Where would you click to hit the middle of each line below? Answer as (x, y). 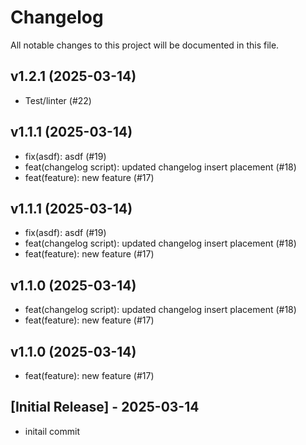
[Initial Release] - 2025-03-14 (105, 407)
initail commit (52, 431)
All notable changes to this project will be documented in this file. (145, 45)
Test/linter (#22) (58, 100)
